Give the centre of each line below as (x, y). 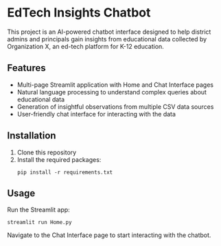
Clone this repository (47, 152)
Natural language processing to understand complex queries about (112, 92)
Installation (32, 136)
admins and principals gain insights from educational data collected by (107, 39)
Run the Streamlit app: (38, 210)
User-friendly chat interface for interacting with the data (96, 114)
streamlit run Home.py (39, 223)
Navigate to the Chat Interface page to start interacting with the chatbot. (109, 235)
